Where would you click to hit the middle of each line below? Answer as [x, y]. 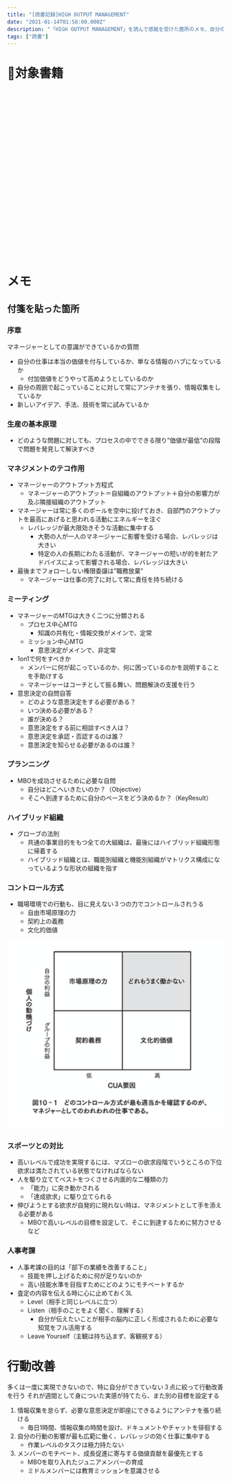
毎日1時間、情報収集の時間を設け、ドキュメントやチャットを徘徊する [125, 1427]
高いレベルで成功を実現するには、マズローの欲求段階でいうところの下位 [119, 1162]
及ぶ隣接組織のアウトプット [67, 502]
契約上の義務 [45, 921]
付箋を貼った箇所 [43, 309]
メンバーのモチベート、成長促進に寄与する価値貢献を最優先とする [110, 1453]
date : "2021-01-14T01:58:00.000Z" [57, 22]
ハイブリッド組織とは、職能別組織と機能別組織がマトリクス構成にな [123, 860]
